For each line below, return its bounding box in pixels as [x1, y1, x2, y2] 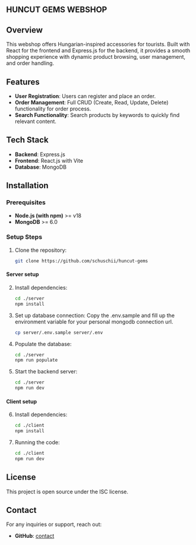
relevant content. [14, 118, 56, 125]
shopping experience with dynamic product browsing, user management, [6, 53, 186, 61]
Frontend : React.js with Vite [14, 157, 83, 164]
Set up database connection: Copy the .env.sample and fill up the [14, 312, 175, 319]
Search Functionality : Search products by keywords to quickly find [14, 112, 180, 119]
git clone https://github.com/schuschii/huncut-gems [14, 258, 148, 264]
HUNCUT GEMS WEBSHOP [6, 5, 108, 15]
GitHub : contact [14, 533, 55, 540]
